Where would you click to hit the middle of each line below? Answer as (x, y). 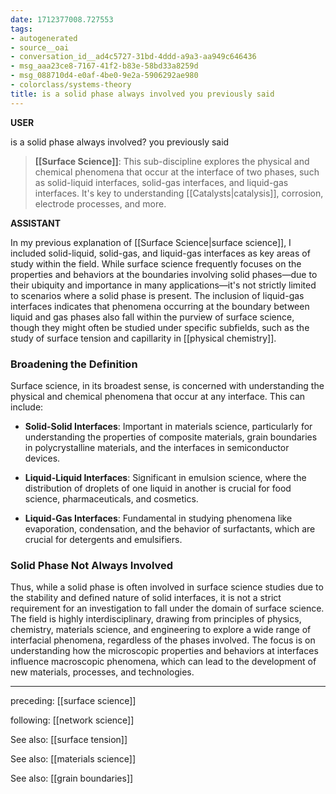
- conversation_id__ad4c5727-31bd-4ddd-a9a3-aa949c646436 (133, 57)
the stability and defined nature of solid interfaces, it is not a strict (146, 598)
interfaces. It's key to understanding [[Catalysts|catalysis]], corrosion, (179, 193)
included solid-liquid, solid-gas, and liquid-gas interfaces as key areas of (160, 253)
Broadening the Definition (74, 364)
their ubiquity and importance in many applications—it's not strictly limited (163, 285)
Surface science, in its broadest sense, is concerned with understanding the (167, 385)
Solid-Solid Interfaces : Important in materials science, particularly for (168, 426)
